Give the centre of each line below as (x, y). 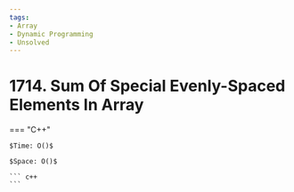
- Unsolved (29, 42)
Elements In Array (77, 105)
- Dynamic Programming (51, 34)
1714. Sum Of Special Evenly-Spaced (147, 86)
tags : (19, 17)
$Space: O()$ (33, 162)
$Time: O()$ (31, 146)
